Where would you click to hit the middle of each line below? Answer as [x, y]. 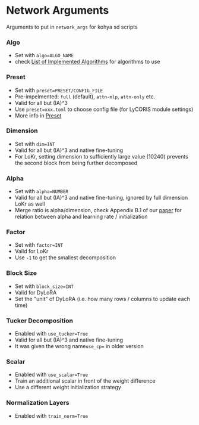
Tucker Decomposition [40, 321]
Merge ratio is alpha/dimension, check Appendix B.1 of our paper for [98, 210]
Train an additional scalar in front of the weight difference [85, 381]
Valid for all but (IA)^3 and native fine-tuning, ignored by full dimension [101, 198]
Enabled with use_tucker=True [51, 334]
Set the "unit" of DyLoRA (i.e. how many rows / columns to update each [102, 299]
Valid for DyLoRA [36, 292]
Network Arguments [58, 10]
